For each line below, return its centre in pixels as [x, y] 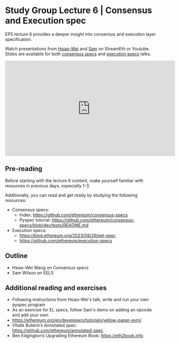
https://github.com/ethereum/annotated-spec [57, 330]
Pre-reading [24, 169]
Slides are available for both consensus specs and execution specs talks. [78, 54]
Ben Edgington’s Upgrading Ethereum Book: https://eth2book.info [78, 336]
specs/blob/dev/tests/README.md [54, 225]
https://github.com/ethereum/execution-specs [66, 241]
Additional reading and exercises [56, 288]
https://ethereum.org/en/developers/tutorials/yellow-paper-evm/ [77, 320]
